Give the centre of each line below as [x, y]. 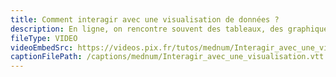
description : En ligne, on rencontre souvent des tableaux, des [147, 29]
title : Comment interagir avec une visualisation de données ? [145, 19]
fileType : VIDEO [44, 38]
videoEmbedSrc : [42, 47]
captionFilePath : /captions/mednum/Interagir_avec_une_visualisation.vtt [167, 57]
